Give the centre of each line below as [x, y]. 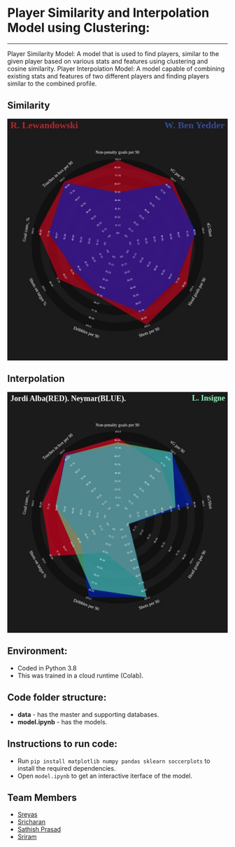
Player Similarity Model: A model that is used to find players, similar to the [113, 53]
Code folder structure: [57, 697]
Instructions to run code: [62, 744]
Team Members [42, 798]
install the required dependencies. [66, 768]
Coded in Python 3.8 [47, 668]
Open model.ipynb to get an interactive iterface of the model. [105, 776]
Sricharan [31, 822]
